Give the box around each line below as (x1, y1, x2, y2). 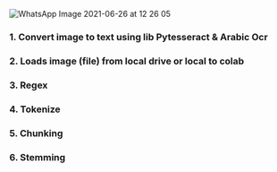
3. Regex (9, 79, 48, 91)
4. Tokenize (9, 103, 61, 116)
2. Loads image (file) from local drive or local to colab (9, 55, 245, 67)
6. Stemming (9, 150, 66, 163)
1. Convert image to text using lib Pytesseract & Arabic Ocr (9, 30, 268, 43)
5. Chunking (9, 126, 63, 139)
